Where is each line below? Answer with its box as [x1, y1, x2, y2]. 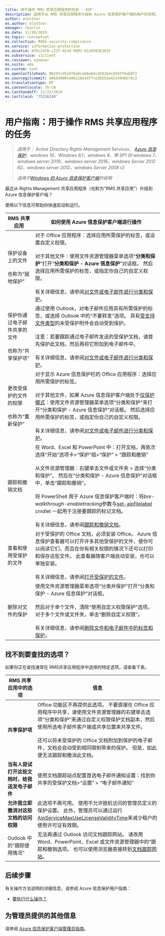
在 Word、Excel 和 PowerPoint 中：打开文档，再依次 [35, 444, 156, 451]
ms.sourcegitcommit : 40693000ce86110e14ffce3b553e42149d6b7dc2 [5, 76, 137, 81]
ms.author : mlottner [5, 21, 48, 26]
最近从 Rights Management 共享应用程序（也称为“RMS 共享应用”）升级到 [5, 185, 153, 192]
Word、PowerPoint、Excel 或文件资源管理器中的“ [37, 839, 151, 845]
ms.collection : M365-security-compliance [5, 39, 91, 44]
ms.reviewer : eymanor [5, 58, 50, 62]
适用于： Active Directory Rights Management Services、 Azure [17, 146, 147, 152]
